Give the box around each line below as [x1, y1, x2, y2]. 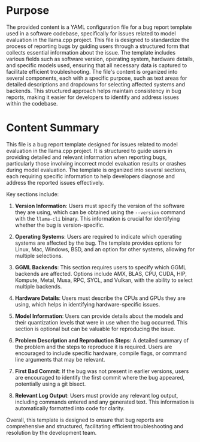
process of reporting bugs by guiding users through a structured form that [6, 43, 190, 50]
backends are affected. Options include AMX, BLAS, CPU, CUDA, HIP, [14, 270, 187, 277]
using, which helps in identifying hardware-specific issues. [14, 300, 160, 308]
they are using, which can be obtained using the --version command [14, 208, 186, 216]
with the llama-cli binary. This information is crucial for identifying [14, 215, 180, 222]
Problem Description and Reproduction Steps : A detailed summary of [14, 336, 189, 344]
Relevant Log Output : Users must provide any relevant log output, [14, 392, 178, 399]
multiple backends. [14, 282, 62, 290]
